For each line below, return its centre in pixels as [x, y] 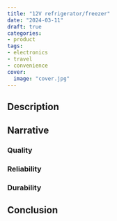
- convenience [28, 66]
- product [22, 40]
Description [33, 106]
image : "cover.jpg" [42, 78]
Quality [20, 151]
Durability [24, 188]
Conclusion [33, 210]
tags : [15, 46]
